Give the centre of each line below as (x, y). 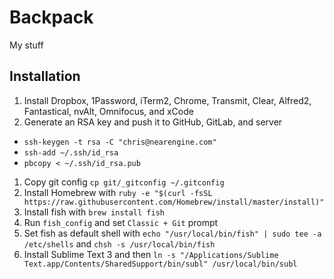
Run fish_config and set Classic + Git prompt (121, 222)
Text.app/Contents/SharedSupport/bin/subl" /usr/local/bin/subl (160, 264)
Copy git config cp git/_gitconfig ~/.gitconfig (124, 182)
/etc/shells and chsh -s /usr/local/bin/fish (119, 243)
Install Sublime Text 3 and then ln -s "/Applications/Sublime (151, 254)
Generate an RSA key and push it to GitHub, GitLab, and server (153, 122)
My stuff (26, 45)
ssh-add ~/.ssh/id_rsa (71, 152)
